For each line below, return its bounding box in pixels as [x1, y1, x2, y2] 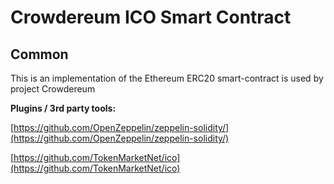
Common [10, 46, 69, 63]
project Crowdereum [10, 83, 96, 95]
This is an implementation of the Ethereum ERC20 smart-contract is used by [10, 72, 324, 84]
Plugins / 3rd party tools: [10, 102, 117, 114]
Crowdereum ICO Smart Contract [10, 6, 292, 29]
